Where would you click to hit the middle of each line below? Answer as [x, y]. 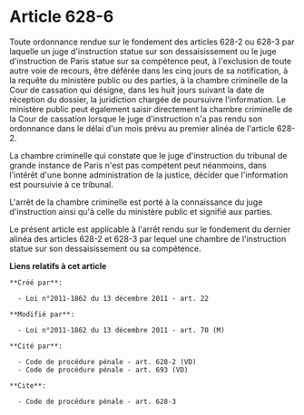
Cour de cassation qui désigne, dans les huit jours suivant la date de [137, 90]
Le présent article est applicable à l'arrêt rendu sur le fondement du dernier [150, 229]
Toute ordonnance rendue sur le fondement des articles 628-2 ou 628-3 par [152, 42]
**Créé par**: [36, 283]
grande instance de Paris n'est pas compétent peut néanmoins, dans [138, 165]
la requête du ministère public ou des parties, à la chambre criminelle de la [149, 80]
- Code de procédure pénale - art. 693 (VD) [103, 370]
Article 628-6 [62, 17]
